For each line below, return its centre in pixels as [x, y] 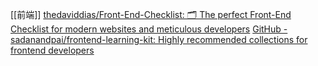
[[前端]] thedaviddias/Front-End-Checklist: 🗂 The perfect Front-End [151, 14]
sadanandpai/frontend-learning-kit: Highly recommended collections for [159, 39]
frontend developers [52, 50]
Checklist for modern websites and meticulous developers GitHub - [149, 29]
